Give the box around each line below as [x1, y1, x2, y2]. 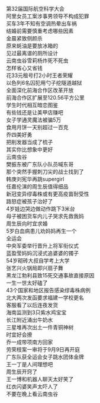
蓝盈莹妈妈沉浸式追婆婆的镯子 [6, 250, 79, 257]
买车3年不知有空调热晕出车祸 [6, 20, 77, 27]
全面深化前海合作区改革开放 [6, 87, 74, 94]
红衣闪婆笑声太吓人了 [6, 383, 58, 390]
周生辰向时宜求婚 [6, 220, 48, 227]
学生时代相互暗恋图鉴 [6, 101, 58, 108]
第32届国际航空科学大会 [6, 5, 65, 12]
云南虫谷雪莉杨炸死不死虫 [6, 57, 69, 64]
